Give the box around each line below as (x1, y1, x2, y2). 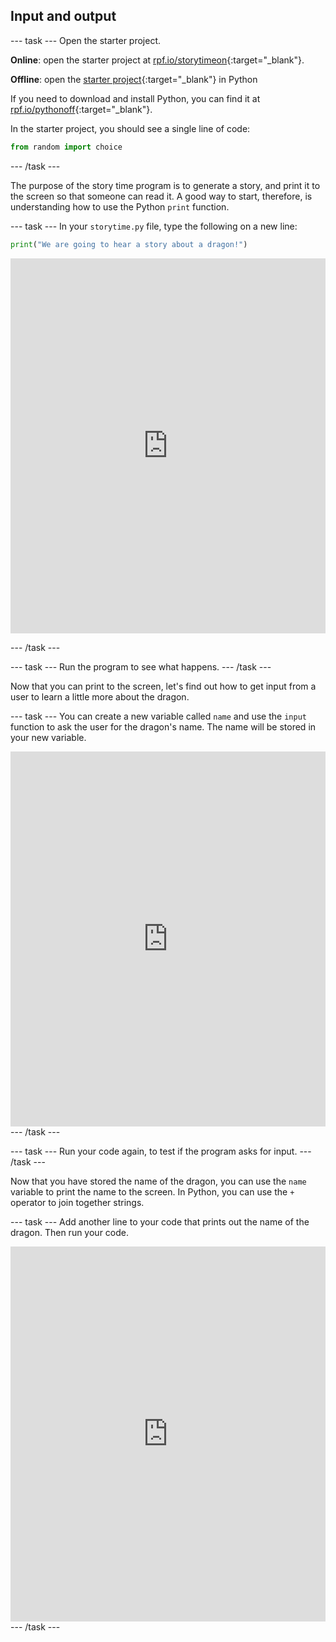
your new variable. (10, 731, 87, 743)
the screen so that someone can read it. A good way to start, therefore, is (10, 190, 313, 202)
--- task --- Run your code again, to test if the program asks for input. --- (10, 1145, 312, 1157)
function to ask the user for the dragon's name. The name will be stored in (10, 720, 317, 733)
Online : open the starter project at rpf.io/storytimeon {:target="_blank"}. (10, 54, 305, 66)
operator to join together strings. (10, 1196, 145, 1208)
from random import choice (10, 142, 123, 152)
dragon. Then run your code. (10, 1226, 130, 1238)
